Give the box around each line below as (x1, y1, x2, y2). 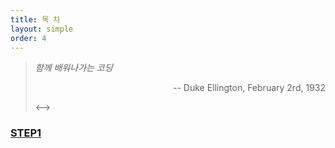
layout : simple (10, 24, 74, 34)
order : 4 (10, 33, 47, 43)
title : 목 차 (10, 14, 61, 25)
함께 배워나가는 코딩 (34, 62, 113, 74)
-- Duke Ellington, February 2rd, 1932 (172, 82, 326, 94)
